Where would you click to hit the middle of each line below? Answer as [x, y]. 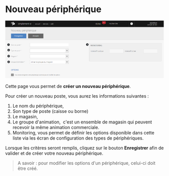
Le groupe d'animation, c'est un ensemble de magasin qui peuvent [82, 122]
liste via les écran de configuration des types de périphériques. [78, 138]
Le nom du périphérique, [38, 106]
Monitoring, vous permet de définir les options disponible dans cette [83, 133]
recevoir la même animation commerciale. [56, 127]
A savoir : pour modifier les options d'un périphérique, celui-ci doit [87, 163]
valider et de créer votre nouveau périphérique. [54, 153]
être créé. [28, 168]
